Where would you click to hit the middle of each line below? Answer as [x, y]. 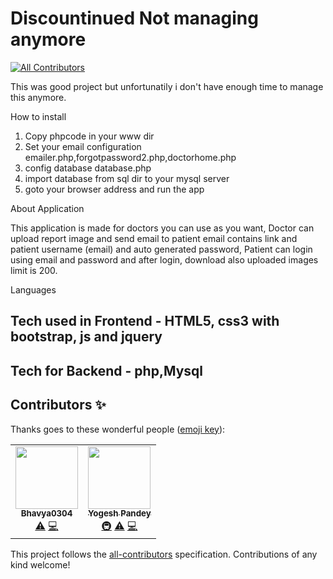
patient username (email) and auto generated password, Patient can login [161, 249]
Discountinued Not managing [134, 18]
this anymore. [38, 97]
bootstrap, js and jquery [86, 337]
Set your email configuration [83, 146]
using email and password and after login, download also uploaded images [164, 259]
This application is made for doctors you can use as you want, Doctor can [162, 228]
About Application [47, 208]
